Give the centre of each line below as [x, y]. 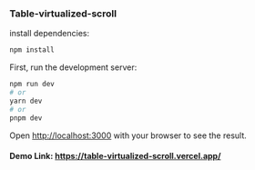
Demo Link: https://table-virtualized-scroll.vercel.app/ [115, 156]
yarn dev [26, 101]
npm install [32, 50]
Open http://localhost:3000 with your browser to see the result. [128, 135]
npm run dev [32, 85]
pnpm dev [26, 118]
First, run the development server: [73, 67]
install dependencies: [49, 34]
